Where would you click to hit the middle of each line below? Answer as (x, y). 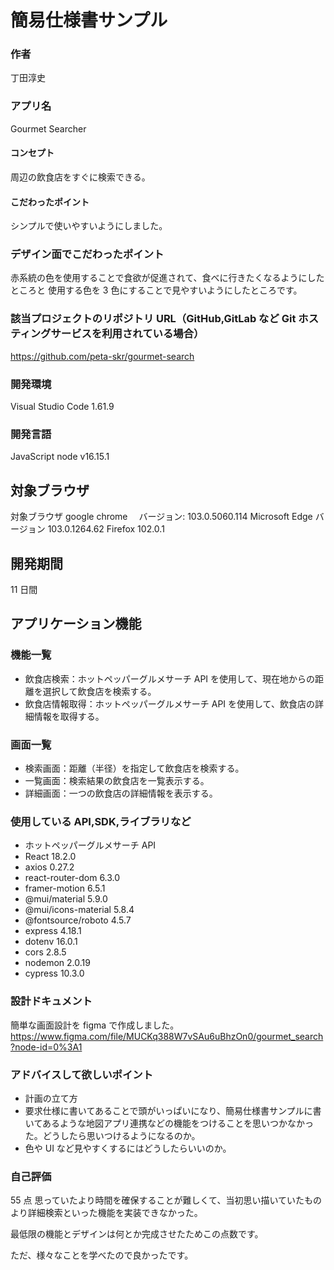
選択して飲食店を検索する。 (99, 691)
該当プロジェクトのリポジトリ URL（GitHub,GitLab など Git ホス (165, 319)
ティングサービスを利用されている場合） (107, 334)
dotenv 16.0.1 (51, 942)
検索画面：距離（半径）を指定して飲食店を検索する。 (134, 768)
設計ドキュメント (51, 1001)
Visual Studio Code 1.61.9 (62, 407)
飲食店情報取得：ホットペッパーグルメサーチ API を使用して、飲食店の (169, 703)
